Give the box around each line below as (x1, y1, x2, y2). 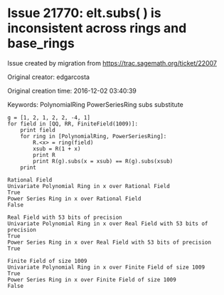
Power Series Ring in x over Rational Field (7, 195, 142, 202)
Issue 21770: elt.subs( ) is (7, 5, 161, 21)
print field (20, 126, 55, 133)
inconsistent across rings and (7, 20, 187, 36)
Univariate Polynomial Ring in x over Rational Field (7, 182, 171, 190)
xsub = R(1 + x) (33, 145, 81, 152)
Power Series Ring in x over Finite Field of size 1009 (7, 276, 176, 283)
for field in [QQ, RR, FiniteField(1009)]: (7, 120, 139, 128)
